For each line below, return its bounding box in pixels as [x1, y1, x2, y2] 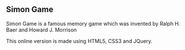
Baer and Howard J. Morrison [6, 26, 77, 33]
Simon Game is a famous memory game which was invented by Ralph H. [6, 20, 180, 27]
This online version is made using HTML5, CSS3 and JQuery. [6, 37, 153, 44]
